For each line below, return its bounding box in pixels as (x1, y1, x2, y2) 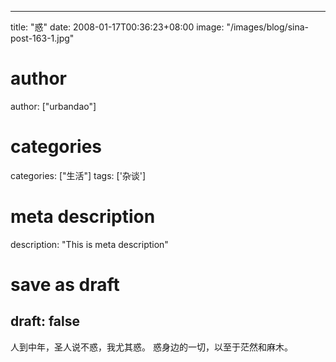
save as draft (10, 274, 120, 296)
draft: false (10, 313, 80, 330)
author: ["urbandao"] (10, 100, 97, 112)
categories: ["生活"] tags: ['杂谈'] (10, 169, 147, 181)
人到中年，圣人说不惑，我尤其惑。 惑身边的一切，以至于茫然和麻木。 (10, 341, 293, 353)
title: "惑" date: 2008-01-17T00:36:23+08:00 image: (10, 21, 225, 33)
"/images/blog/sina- (226, 21, 309, 33)
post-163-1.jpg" (10, 32, 75, 44)
